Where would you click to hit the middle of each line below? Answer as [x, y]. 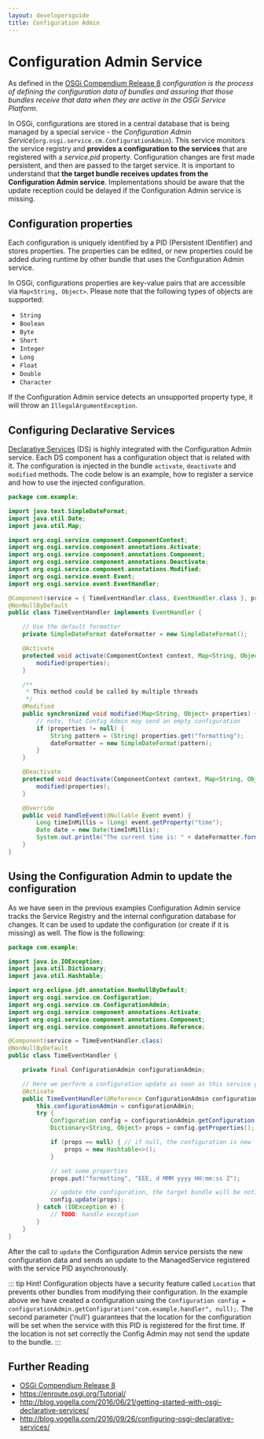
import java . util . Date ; [47, 518]
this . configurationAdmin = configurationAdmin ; [115, 1106]
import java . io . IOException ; [56, 961]
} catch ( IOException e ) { [81, 1207]
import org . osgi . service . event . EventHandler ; [84, 584]
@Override [38, 808]
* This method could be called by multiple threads [112, 692]
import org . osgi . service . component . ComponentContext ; [98, 540]
